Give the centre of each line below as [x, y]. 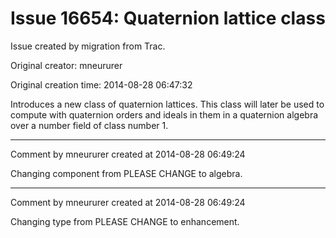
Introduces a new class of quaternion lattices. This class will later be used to [167, 104]
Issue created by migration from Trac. [88, 46]
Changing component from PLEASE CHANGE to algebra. [126, 173]
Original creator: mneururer [66, 65]
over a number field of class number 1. [89, 125]
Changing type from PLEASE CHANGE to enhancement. [125, 221]
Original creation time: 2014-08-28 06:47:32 [101, 84]
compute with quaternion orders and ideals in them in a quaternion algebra [164, 114]
